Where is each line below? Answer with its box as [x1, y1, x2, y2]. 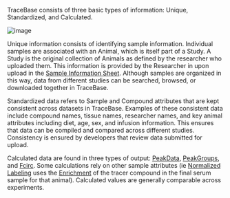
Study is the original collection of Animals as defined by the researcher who [7, 54, 222, 63]
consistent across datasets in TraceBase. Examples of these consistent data [7, 104, 224, 112]
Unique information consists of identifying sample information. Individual [7, 40, 213, 47]
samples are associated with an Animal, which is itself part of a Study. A [7, 47, 211, 55]
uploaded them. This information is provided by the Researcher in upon [7, 62, 209, 69]
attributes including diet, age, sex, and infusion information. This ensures [7, 119, 214, 126]
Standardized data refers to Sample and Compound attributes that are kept [7, 97, 220, 105]
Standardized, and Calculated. [7, 13, 93, 21]
